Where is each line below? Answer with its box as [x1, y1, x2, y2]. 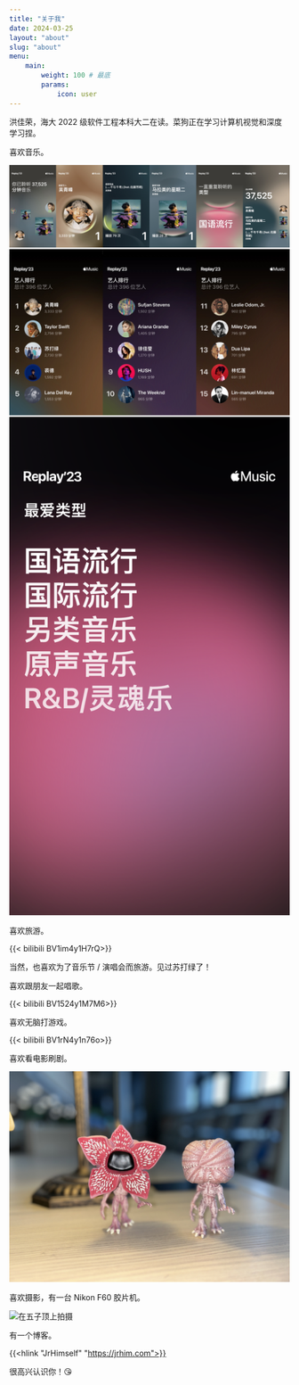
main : [25, 62, 46, 70]
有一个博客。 [9, 1330, 56, 1340]
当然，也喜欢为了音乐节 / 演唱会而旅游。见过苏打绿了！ [9, 961, 212, 972]
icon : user [56, 89, 98, 98]
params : [41, 80, 69, 89]
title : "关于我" [9, 14, 66, 23]
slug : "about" [9, 43, 62, 52]
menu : [9, 52, 29, 62]
